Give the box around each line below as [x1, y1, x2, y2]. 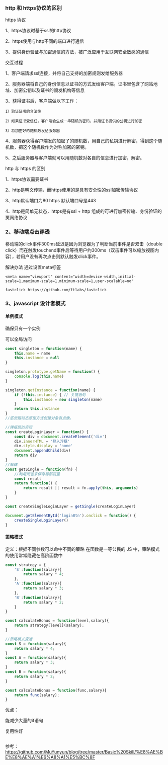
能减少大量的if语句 [5, 718, 44, 724]
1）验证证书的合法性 [5, 109, 42, 114]
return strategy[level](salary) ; [14, 623, 85, 628]
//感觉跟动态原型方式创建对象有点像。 [5, 416, 74, 421]
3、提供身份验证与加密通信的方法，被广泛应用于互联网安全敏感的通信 [5, 49, 149, 55]
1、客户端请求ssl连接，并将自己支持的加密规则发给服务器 [5, 70, 123, 76]
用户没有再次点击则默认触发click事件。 [20, 253, 101, 260]
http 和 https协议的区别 [5, 4, 62, 11]
